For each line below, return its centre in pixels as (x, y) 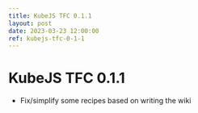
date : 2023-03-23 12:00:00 (54, 31)
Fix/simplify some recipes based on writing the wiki (105, 101)
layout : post (30, 23)
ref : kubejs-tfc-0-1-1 (46, 38)
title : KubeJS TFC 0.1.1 (50, 16)
